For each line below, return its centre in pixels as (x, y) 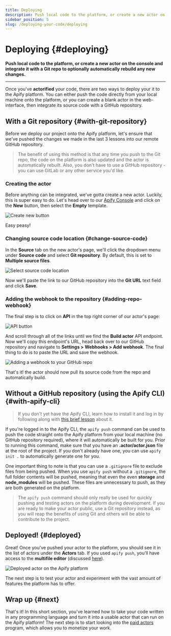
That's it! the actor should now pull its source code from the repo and (78, 372)
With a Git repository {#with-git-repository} (76, 121)
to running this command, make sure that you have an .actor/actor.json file (84, 445)
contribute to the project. (44, 519)
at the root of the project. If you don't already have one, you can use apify (83, 450)
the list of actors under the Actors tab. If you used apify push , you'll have (82, 553)
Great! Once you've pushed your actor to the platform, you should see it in (83, 547)
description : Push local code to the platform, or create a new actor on (85, 15)
